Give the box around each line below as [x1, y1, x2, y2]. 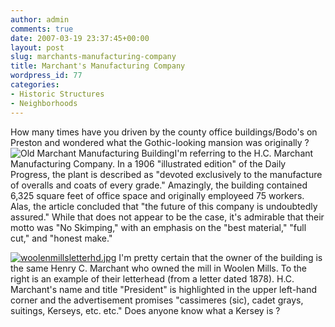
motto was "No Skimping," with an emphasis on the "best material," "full [10, 221, 307, 233]
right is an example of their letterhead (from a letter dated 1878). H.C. [10, 272, 295, 285]
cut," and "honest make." [10, 232, 113, 244]
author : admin [10, 14, 70, 25]
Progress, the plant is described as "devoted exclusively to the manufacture [10, 168, 323, 180]
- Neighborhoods [10, 98, 78, 108]
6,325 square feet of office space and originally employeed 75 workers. [10, 189, 305, 201]
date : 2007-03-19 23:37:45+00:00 [10, 33, 150, 43]
